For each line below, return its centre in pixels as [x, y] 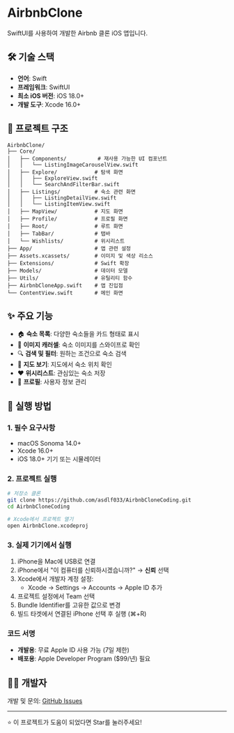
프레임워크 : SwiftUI [44, 87]
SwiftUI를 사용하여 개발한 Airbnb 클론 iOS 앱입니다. [78, 33]
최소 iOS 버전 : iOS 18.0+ [51, 96]
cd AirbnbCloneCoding [39, 507]
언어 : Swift [32, 78]
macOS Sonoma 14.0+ [49, 444]
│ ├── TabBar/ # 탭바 [59, 234]
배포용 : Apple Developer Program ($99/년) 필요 [84, 659]
